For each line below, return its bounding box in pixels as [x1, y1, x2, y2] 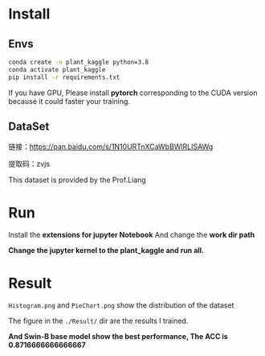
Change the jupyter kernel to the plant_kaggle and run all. [8, 246, 205, 255]
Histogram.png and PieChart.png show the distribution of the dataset [8, 300, 234, 310]
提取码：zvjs [8, 159, 51, 169]
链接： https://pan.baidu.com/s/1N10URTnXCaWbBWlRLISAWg [8, 142, 214, 151]
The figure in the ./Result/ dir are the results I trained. [8, 316, 189, 326]
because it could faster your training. [8, 96, 131, 106]
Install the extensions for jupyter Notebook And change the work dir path [8, 230, 255, 240]
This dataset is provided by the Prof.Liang [8, 175, 146, 185]
